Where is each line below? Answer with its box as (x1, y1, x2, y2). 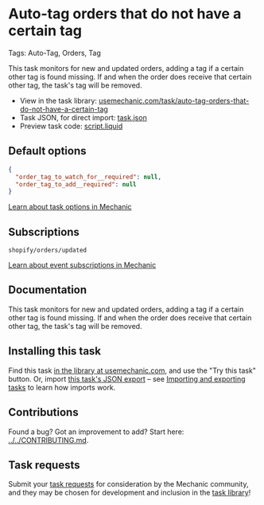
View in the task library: (19, 96, 98, 105)
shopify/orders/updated (8, 246, 87, 255)
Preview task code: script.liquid (19, 121, 123, 131)
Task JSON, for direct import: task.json (19, 112, 147, 122)
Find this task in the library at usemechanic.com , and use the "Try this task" (8, 366, 257, 375)
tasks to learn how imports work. (8, 382, 116, 392)
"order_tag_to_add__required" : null (15, 180, 137, 188)
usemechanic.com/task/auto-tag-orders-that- (99, 96, 250, 105)
